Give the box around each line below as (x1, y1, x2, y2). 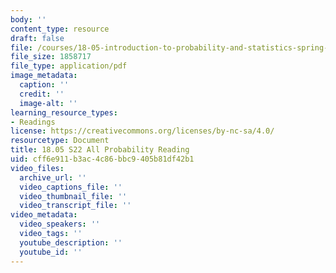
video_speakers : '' (19, 219, 101, 230)
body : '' (10, 14, 47, 25)
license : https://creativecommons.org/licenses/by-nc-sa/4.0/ (10, 126, 275, 136)
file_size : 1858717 (10, 52, 92, 62)
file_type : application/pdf (10, 61, 128, 71)
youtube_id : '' (19, 247, 83, 257)
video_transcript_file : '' (19, 201, 132, 211)
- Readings (10, 117, 56, 127)
